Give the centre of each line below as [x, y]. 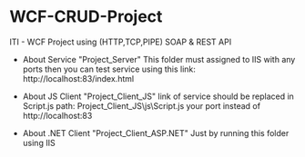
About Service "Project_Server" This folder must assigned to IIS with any [159, 59]
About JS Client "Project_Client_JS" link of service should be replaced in [158, 96]
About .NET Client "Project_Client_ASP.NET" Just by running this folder [156, 132]
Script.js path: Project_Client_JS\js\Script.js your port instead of [142, 105]
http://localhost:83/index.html [78, 78]
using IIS [39, 142]
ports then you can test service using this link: [109, 69]
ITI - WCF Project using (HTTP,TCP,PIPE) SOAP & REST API [121, 42]
